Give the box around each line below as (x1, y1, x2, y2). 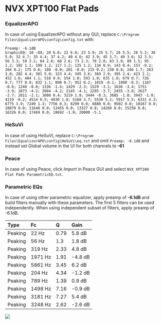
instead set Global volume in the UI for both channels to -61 (5, 142, 125, 149)
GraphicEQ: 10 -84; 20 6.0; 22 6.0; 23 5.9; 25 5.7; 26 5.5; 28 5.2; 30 (5, 50, 156, 55)
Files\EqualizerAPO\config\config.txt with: (5, 37, 95, 42)
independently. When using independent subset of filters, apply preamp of (5, 205, 155, 211)
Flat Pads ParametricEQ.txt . (5, 171, 63, 177)
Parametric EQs (5, 183, 43, 190)
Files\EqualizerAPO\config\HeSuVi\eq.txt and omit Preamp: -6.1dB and (5, 138, 149, 143)
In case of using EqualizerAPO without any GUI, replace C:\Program (5, 31, 140, 37)
